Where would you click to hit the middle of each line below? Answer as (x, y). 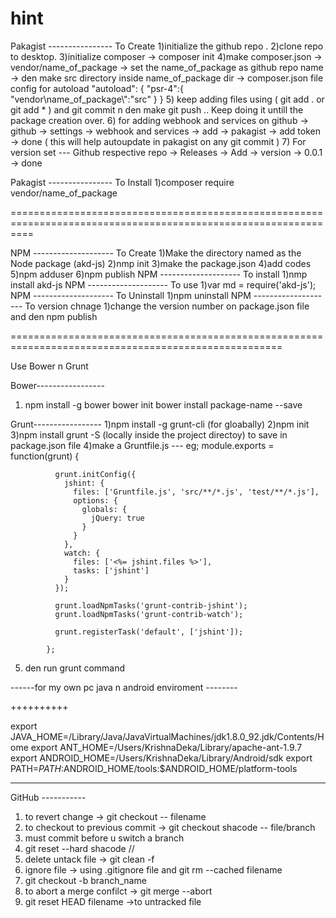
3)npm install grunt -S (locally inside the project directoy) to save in (149, 434)
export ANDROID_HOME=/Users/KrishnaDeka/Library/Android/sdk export (161, 758)
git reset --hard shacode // (79, 848)
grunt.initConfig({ (95, 474)
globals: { (104, 509)
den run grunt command (75, 668)
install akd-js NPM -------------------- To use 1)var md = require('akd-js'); (163, 284)
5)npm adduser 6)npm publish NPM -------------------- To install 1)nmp (159, 274)
